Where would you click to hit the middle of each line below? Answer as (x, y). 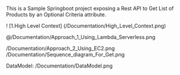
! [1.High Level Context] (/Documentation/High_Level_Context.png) (86, 26)
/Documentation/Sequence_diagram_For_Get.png (65, 54)
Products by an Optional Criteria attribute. (56, 15)
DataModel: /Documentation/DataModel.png (59, 66)
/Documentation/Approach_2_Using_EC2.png (60, 48)
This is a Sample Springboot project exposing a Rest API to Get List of (90, 8)
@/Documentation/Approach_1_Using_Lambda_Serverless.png (81, 37)
